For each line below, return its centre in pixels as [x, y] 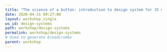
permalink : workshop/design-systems [43, 33]
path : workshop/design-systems [38, 28]
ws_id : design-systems [29, 24]
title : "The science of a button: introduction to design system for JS [82, 10]
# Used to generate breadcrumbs [39, 38]
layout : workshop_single [31, 19]
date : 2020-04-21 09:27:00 [33, 14]
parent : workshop [23, 42]
